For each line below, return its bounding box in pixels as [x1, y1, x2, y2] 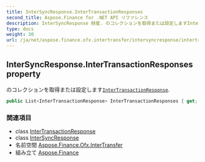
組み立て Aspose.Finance [15, 149, 79, 156]
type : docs [6, 25, 34, 32]
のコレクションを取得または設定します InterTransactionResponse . [6, 86, 170, 93]
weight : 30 [6, 32, 34, 38]
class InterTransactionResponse [15, 127, 96, 135]
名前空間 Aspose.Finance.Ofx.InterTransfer [15, 141, 123, 149]
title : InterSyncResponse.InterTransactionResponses [6, 8, 143, 15]
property [6, 69, 41, 79]
